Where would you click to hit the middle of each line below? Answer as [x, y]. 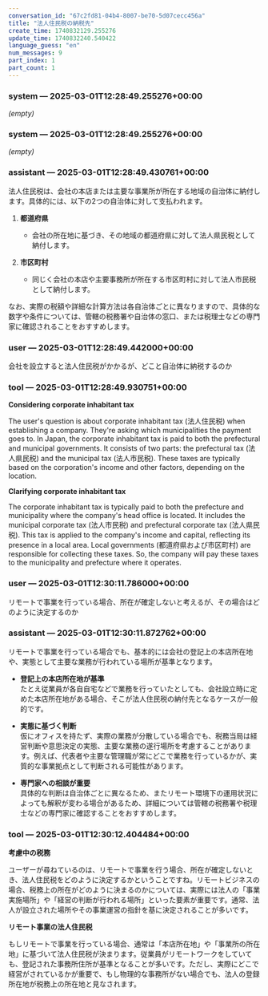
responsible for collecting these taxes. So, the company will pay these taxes [134, 554]
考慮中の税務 [29, 853]
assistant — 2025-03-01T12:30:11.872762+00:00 [107, 633]
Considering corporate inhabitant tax [71, 405]
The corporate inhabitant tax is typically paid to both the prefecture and [126, 507]
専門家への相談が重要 [55, 783]
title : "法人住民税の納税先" [51, 23]
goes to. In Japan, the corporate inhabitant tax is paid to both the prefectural [134, 439]
